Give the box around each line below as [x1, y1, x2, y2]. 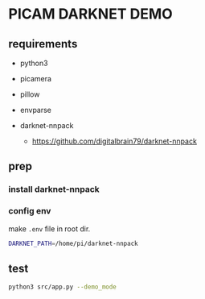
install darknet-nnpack [8, 184, 100, 195]
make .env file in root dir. [8, 223, 91, 234]
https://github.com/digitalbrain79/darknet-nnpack [31, 136, 197, 146]
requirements [8, 37, 78, 51]
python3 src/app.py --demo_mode [8, 283, 117, 291]
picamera [19, 74, 52, 83]
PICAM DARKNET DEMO [8, 5, 173, 23]
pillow [19, 89, 40, 99]
